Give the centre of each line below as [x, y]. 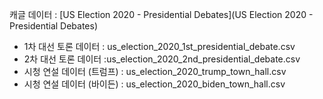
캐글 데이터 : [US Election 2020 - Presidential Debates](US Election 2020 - [161, 14]
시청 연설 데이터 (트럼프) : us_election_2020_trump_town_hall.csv [155, 71]
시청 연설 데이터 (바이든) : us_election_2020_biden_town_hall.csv [154, 84]
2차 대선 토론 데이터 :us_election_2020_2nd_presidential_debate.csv [162, 59]
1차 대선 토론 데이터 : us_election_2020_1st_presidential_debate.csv [159, 46]
